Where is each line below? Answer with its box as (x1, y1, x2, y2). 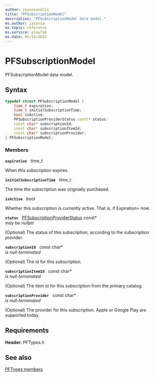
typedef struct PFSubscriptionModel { (5, 99, 84, 104)
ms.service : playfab (5, 30, 47, 35)
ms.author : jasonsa (5, 21, 45, 26)
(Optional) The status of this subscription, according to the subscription (5, 229, 149, 235)
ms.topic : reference (5, 25, 47, 30)
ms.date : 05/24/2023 (5, 35, 47, 40)
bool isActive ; (14, 112, 45, 117)
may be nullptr (5, 220, 34, 225)
